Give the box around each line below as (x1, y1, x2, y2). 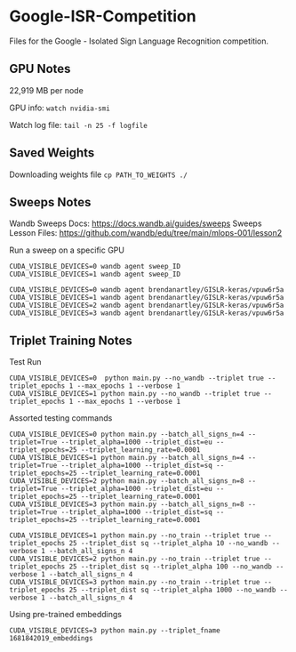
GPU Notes (9, 61, 71, 76)
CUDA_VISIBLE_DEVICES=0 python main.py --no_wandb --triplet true (9, 374, 265, 383)
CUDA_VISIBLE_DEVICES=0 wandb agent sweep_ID (9, 262, 180, 271)
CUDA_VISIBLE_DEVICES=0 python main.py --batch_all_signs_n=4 (9, 430, 244, 439)
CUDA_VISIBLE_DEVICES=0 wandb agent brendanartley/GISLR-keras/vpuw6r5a (9, 286, 284, 294)
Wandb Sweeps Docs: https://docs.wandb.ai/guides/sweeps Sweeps (9, 218, 262, 229)
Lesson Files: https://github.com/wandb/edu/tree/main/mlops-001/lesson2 (9, 228, 283, 238)
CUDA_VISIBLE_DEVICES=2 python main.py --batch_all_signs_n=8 (9, 477, 244, 486)
